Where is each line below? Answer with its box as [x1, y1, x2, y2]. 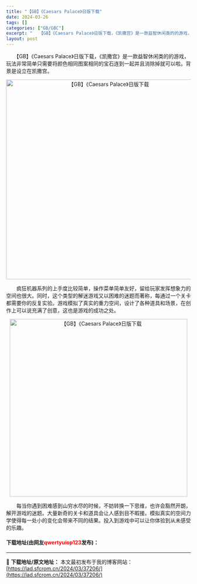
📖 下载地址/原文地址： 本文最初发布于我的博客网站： [6, 559, 133, 566]
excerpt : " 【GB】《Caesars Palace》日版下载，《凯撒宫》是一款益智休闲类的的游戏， [6, 31, 192, 36]
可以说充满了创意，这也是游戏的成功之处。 [16, 307, 119, 314]
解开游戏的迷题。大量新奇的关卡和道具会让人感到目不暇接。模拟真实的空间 [6, 509, 186, 516]
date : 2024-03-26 [6, 14, 49, 20]
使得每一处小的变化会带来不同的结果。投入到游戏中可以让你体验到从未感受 [11, 517, 191, 523]
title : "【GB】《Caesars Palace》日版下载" [6, 8, 103, 15]
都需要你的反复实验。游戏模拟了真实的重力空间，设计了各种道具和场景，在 [6, 300, 186, 306]
